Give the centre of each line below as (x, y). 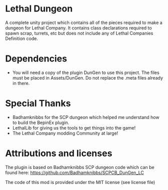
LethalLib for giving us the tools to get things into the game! (74, 127)
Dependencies (36, 59)
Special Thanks (38, 103)
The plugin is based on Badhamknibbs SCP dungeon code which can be (80, 167)
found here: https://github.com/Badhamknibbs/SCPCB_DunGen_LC (75, 172)
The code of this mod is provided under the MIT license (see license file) (80, 182)
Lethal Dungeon (39, 9)
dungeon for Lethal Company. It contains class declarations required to (78, 27)
